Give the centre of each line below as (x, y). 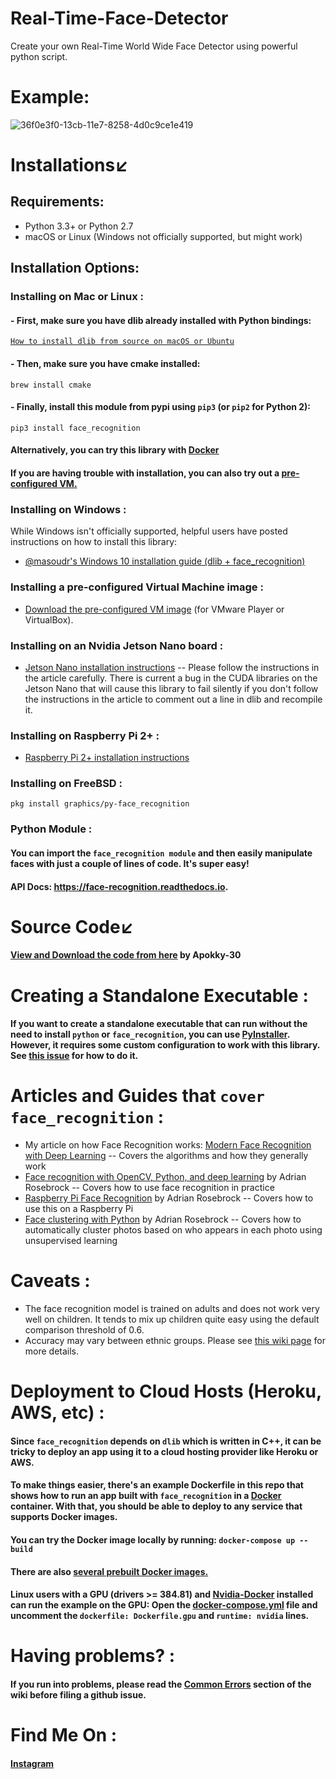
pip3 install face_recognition (75, 428)
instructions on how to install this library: (94, 542)
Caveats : (50, 1281)
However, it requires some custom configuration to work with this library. (165, 1045)
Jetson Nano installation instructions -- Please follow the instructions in (172, 667)
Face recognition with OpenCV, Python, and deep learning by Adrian (165, 1177)
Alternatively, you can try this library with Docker (115, 450)
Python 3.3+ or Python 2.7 (79, 226)
